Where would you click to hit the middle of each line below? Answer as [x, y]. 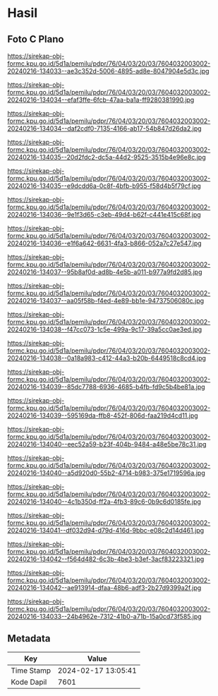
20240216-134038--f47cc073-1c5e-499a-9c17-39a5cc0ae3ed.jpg [105, 329]
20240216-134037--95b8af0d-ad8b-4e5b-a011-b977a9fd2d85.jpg [105, 272]
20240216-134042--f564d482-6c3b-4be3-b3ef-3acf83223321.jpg [106, 559]
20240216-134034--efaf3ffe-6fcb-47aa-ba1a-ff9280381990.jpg [101, 100]
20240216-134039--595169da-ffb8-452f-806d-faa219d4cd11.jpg [103, 415]
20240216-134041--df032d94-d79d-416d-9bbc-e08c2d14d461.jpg [106, 530]
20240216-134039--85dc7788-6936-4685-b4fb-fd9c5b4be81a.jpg [107, 387]
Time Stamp [31, 671]
